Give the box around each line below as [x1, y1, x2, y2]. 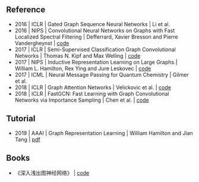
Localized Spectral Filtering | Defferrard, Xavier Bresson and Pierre [14, 33, 178, 40]
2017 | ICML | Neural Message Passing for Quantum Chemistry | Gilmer [14, 71, 189, 78]
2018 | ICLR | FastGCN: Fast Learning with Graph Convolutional [14, 90, 169, 97]
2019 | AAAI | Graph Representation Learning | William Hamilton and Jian [14, 129, 193, 136]
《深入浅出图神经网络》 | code [14, 170, 90, 177]
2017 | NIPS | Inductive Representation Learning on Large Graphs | [14, 58, 178, 65]
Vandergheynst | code [14, 39, 70, 46]
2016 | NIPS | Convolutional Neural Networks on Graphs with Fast [14, 27, 175, 34]
